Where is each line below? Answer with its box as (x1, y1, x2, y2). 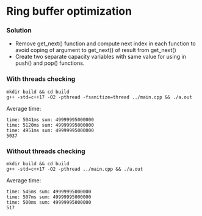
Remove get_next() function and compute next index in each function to (15, 40, 197, 47)
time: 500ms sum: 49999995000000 (6, 199, 92, 206)
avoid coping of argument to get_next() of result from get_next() (15, 47, 177, 54)
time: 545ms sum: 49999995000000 (6, 188, 92, 195)
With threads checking (6, 75, 76, 83)
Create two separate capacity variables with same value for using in (15, 53, 186, 61)
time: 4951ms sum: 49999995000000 (6, 127, 95, 133)
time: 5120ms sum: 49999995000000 (6, 122, 95, 128)
